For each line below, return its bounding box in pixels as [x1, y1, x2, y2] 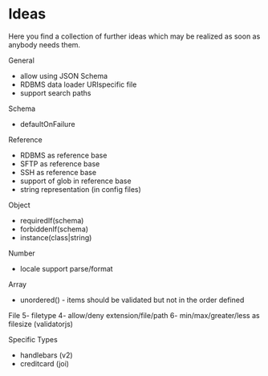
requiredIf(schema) [19, 215, 84, 225]
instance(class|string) [19, 232, 92, 242]
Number [8, 248, 36, 258]
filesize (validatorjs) [8, 319, 74, 329]
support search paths [19, 88, 91, 97]
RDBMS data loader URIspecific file [19, 80, 137, 89]
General [8, 55, 35, 65]
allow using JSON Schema [19, 71, 108, 80]
